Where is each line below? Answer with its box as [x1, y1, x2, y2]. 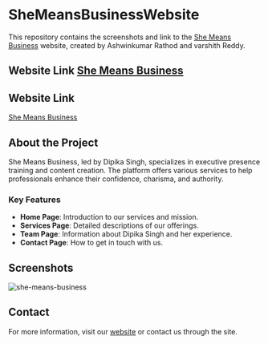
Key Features [8, 194, 62, 205]
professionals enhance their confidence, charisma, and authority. [8, 174, 224, 184]
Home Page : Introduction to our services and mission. [19, 212, 199, 222]
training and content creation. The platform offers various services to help [8, 165, 253, 175]
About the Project [8, 136, 99, 149]
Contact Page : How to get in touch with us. [19, 238, 163, 248]
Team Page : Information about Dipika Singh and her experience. [19, 229, 233, 239]
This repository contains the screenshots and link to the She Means [8, 32, 231, 42]
